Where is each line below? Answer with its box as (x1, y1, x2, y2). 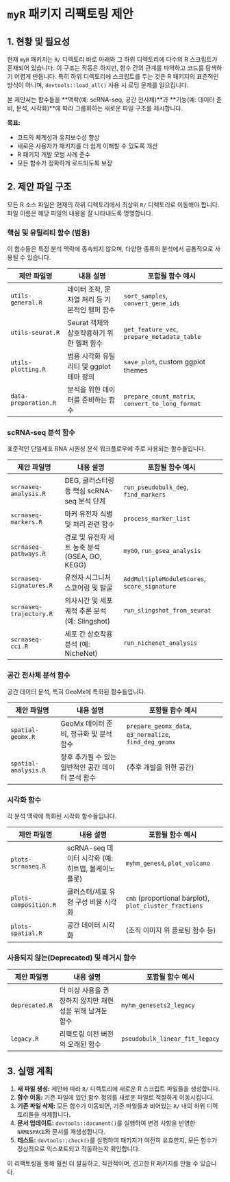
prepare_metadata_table (123, 333, 201, 341)
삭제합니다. (40, 1111, 71, 1119)
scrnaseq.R (10, 862, 46, 870)
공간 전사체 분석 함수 (7, 670, 71, 680)
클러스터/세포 (66, 887, 107, 896)
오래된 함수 (67, 1040, 101, 1050)
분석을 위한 (67, 385, 101, 394)
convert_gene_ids (123, 300, 180, 307)
